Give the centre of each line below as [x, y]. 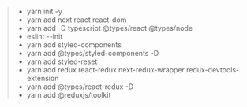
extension [43, 78]
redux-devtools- [213, 70]
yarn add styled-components [74, 45]
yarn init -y [44, 11]
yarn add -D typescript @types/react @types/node [110, 28]
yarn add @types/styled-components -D [93, 53]
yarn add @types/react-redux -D [80, 87]
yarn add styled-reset [62, 61]
